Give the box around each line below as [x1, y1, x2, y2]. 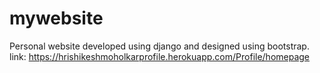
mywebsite [9, 7, 104, 30]
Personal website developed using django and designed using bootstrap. [9, 40, 310, 52]
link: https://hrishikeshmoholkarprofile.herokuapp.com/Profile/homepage [9, 50, 311, 62]
